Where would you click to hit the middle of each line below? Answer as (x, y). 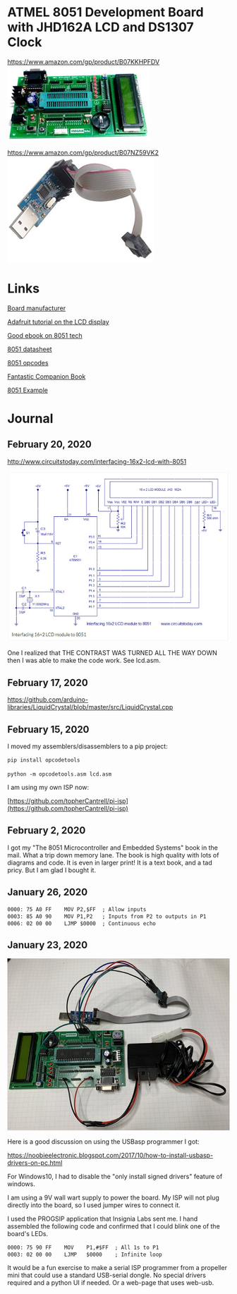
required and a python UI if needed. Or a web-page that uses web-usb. (111, 1283)
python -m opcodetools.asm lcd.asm (60, 774)
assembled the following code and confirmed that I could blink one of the (114, 1226)
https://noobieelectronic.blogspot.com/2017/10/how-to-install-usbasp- (110, 1155)
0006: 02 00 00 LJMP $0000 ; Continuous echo (82, 923)
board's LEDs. (28, 1234)
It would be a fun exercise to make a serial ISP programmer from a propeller (117, 1268)
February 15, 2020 (48, 730)
